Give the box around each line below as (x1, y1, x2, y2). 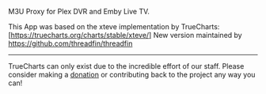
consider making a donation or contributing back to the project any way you (8, 70, 256, 79)
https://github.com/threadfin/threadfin (8, 39, 133, 48)
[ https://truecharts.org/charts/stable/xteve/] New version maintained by (8, 31, 243, 39)
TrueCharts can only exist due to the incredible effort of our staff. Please (8, 62, 245, 70)
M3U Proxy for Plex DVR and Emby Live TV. (8, 7, 150, 16)
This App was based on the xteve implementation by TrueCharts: (8, 22, 220, 31)
